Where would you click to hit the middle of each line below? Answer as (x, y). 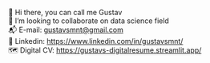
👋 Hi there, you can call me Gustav (65, 12)
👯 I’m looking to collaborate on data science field (89, 21)
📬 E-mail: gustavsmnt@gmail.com (66, 30)
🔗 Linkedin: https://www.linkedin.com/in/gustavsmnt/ (96, 41)
